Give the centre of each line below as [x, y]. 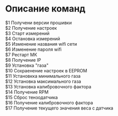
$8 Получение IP [23, 60]
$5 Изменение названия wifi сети [41, 44]
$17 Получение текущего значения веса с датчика [59, 108]
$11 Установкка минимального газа [43, 76]
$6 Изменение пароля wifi [33, 49]
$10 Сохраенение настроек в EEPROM [46, 70]
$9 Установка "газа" [27, 65]
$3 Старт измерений [27, 33]
